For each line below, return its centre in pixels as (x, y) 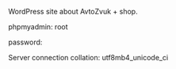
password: (25, 42)
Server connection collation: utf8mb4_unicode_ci (88, 57)
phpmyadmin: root (38, 27)
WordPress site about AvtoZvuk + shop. (73, 11)
